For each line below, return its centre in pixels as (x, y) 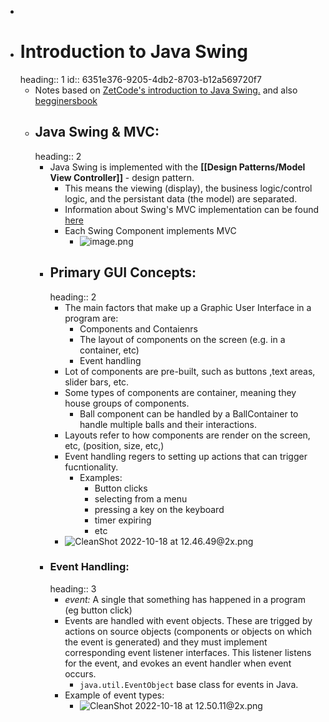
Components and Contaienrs (138, 328)
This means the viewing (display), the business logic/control (188, 188)
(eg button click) (98, 610)
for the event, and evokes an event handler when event (178, 663)
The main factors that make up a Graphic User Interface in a (188, 307)
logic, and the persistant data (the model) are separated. (181, 198)
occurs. (80, 673)
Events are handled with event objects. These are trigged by (188, 620)
